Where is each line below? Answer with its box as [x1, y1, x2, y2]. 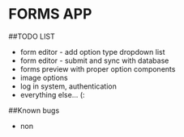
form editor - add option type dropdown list [19, 47, 165, 56]
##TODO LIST [8, 31, 55, 41]
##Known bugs [8, 106, 60, 115]
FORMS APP [8, 5, 92, 23]
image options [19, 73, 68, 82]
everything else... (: [19, 89, 85, 99]
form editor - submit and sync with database [19, 56, 169, 65]
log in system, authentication [19, 81, 118, 91]
